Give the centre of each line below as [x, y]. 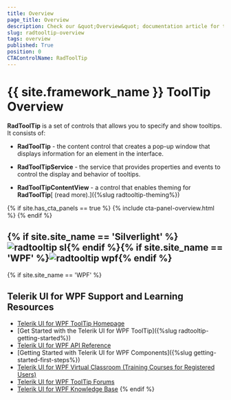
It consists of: [26, 133]
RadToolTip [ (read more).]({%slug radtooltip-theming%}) [98, 195]
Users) [26, 375]
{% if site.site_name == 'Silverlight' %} [93, 237]
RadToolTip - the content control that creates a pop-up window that [113, 146]
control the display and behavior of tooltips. [79, 174]
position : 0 [24, 52]
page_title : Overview [38, 20]
